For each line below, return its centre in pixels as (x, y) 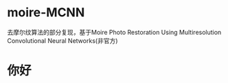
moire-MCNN (46, 13)
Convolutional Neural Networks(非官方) (62, 40)
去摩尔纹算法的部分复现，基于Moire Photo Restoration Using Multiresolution (114, 32)
